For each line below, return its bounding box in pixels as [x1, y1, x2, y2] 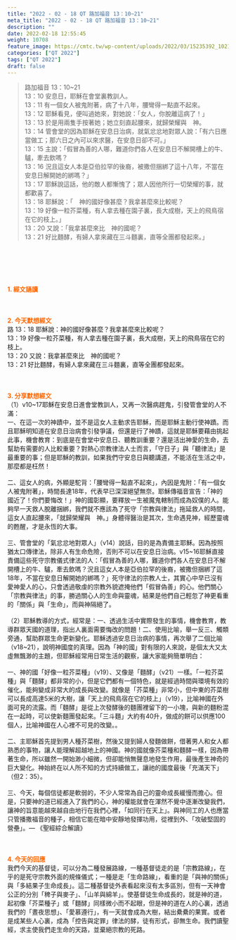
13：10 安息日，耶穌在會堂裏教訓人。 [24, 92, 132, 100]
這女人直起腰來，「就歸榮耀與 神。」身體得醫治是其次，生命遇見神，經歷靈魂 [7, 513, 229, 522]
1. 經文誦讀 [7, 284, 39, 293]
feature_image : [7, 43, 52, 50]
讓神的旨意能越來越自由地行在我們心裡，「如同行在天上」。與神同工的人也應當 [7, 806, 229, 814]
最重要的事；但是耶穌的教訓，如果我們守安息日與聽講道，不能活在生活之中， [7, 453, 229, 461]
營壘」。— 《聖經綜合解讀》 [7, 823, 86, 832]
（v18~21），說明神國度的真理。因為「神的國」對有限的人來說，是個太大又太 [7, 642, 228, 651]
